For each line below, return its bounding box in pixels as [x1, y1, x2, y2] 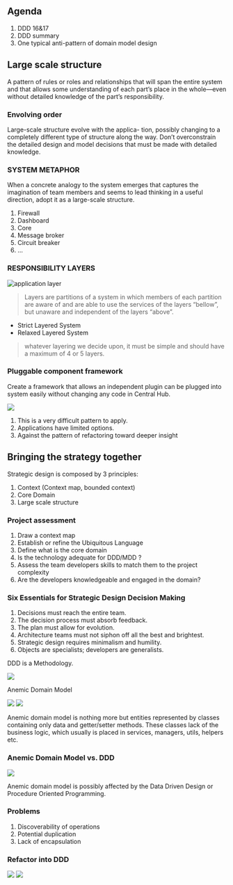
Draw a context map [17, 531, 76, 539]
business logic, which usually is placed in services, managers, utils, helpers [7, 728, 224, 737]
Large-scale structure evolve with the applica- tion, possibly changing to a [7, 125, 220, 134]
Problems [7, 806, 40, 816]
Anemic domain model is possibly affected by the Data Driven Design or [7, 782, 214, 790]
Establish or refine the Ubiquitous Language [17, 539, 144, 547]
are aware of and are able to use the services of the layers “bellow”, [24, 300, 219, 308]
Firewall [17, 209, 40, 218]
